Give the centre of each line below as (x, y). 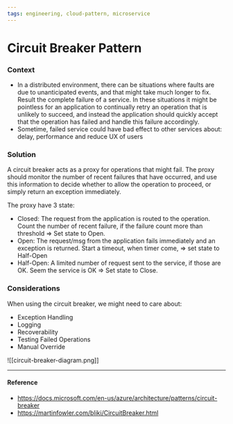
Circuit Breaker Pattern (75, 48)
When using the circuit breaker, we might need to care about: (95, 304)
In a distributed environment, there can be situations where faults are (116, 85)
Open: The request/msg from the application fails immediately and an (116, 241)
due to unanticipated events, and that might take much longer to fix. (114, 92)
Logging (29, 325)
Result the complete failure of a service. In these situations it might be (117, 100)
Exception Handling (45, 317)
